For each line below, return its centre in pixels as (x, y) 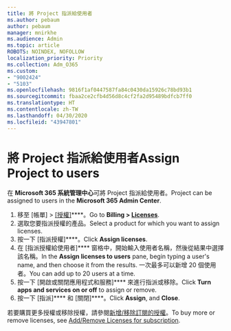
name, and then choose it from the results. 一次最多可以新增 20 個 (110, 265)
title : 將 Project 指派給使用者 (50, 13)
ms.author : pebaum (33, 20)
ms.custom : (23, 71)
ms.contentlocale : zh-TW (43, 109)
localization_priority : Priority (55, 58)
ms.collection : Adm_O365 (43, 65)
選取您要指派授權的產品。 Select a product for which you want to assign (118, 223)
